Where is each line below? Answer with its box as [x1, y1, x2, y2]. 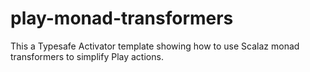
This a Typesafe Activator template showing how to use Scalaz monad [10, 40, 300, 52]
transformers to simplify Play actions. [10, 50, 164, 62]
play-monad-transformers [10, 7, 234, 30]
